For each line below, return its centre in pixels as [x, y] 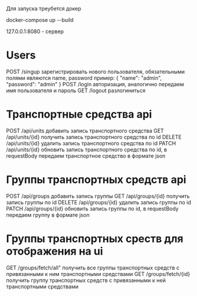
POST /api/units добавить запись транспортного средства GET [85, 131]
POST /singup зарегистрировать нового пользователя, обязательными [96, 71]
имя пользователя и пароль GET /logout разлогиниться [76, 90]
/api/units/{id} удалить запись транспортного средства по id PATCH [91, 143]
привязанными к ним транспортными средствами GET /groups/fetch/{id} [98, 274]
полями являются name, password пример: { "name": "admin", [84, 78]
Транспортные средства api [79, 114]
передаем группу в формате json [48, 214]
